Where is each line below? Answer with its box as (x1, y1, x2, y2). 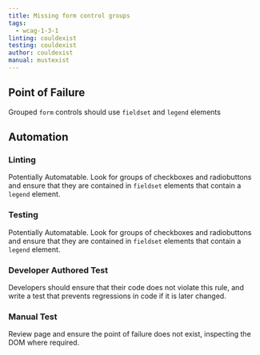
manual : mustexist (8, 57, 70, 65)
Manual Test (8, 311, 58, 322)
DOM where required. (8, 337, 80, 348)
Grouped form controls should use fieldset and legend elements (8, 107, 222, 117)
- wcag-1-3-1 (15, 26, 59, 34)
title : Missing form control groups (8, 11, 130, 20)
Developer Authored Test (8, 265, 108, 276)
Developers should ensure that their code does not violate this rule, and (8, 282, 244, 292)
